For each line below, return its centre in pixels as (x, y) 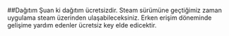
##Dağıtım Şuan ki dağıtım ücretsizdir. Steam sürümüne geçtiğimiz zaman (115, 10)
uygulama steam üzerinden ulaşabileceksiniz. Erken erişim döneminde (110, 18)
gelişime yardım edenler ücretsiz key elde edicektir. (82, 25)
